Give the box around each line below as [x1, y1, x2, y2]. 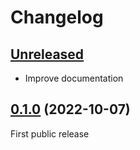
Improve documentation [24, 72, 124, 84]
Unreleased [10, 46, 85, 63]
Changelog [10, 6, 104, 29]
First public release [10, 127, 90, 140]
